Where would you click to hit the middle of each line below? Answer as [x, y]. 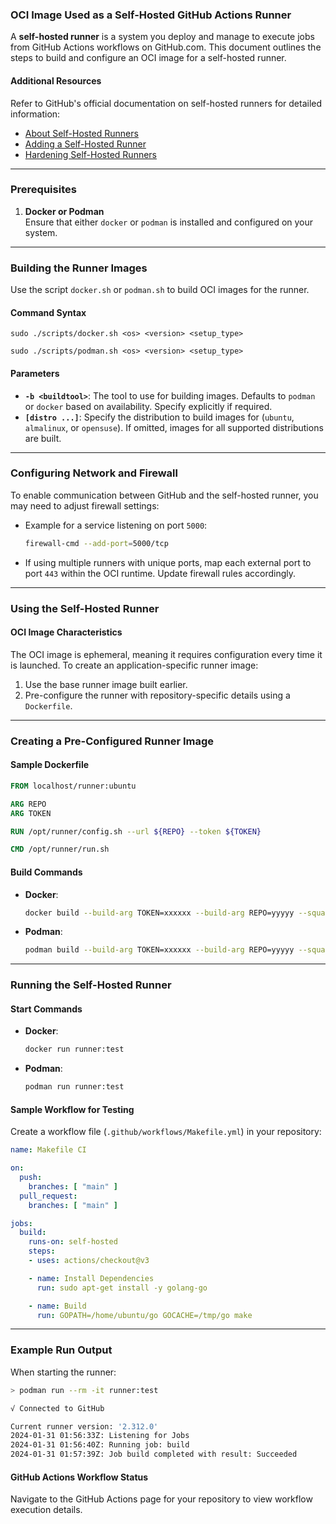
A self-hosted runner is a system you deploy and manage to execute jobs [162, 37]
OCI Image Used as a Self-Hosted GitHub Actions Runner [151, 15]
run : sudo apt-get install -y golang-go [122, 1288]
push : [31, 1178]
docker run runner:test [74, 1049]
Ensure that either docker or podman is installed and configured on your [169, 222]
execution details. [46, 1510]
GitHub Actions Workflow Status [79, 1477]
